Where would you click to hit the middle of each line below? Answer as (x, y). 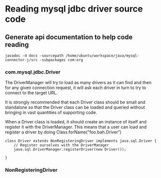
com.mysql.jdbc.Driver (33, 72)
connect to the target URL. (31, 93)
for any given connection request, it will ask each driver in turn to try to (76, 88)
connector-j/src (21, 60)
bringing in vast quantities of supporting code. (51, 113)
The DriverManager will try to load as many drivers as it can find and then (78, 83)
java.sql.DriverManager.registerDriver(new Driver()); (70, 149)
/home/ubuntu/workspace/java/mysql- (102, 56)
